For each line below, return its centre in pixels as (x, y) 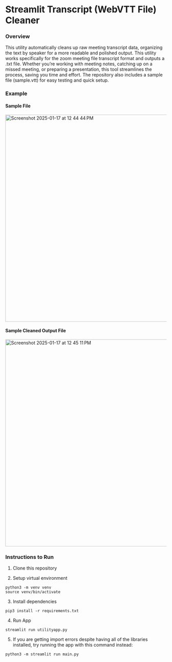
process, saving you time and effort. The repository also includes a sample (84, 75)
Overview (18, 36)
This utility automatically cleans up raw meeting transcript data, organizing (84, 48)
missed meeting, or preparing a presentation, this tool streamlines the (79, 69)
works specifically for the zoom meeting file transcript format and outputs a (85, 59)
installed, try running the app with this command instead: (73, 645)
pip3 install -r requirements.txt (42, 611)
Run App (22, 620)
